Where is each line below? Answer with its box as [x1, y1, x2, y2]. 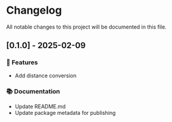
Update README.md [14, 102, 66, 110]
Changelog [6, 4, 62, 17]
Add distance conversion [14, 72, 76, 79]
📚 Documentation [6, 87, 60, 95]
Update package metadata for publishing [14, 109, 116, 116]
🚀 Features [6, 58, 38, 67]
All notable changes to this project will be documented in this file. [6, 23, 167, 30]
